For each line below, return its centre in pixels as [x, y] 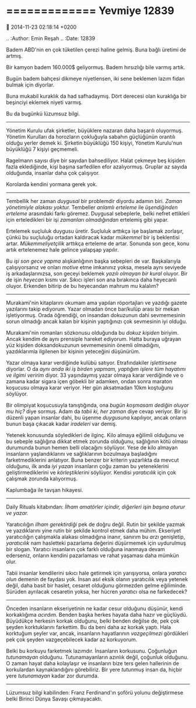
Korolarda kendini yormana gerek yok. [52, 184]
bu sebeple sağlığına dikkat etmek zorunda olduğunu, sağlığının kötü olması [97, 441]
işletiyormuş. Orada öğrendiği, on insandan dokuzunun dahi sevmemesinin [96, 315]
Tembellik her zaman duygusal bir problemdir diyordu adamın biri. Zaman [94, 201]
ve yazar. [17, 513]
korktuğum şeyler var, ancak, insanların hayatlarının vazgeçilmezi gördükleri [97, 633]
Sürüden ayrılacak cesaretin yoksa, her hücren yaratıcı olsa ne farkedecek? [97, 592]
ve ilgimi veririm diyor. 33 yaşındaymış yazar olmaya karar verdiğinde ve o [95, 375]
